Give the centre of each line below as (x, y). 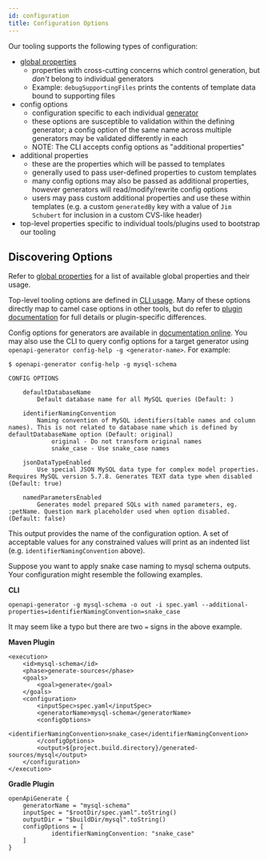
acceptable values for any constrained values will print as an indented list (129, 542)
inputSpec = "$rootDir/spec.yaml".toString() (100, 813)
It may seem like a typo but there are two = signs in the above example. (125, 627)
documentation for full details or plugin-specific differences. (108, 317)
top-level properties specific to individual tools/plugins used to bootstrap (140, 223)
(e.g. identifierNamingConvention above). (77, 550)
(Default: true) (35, 484)
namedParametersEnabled (62, 498)
